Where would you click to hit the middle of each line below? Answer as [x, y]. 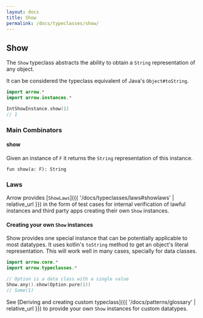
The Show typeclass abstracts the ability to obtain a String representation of [101, 63]
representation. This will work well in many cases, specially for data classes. [102, 251]
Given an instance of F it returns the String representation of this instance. [100, 158]
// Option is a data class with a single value [68, 279]
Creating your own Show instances [50, 224]
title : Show [21, 18]
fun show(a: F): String [36, 169]
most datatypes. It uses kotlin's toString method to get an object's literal [97, 245]
